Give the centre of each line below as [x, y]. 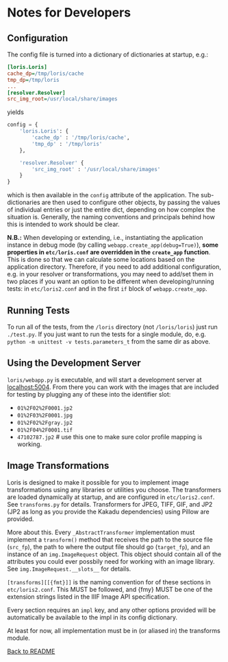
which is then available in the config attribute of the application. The [103, 195]
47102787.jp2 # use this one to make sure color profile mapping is [110, 437]
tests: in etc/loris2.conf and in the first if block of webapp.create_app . [107, 289]
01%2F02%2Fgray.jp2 [45, 423]
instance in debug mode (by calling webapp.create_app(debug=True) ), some [113, 245]
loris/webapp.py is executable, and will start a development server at [104, 379]
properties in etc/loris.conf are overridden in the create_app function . [109, 252]
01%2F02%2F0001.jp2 [45, 408]
